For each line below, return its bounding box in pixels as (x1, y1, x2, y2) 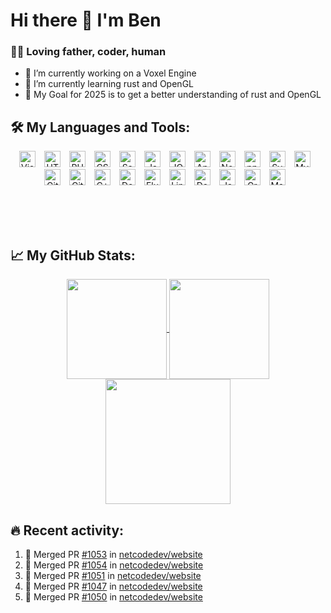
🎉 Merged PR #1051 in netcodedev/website (24, 569, 202, 581)
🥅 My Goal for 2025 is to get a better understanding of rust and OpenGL (24, 89, 322, 101)
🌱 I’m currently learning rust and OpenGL (24, 78, 194, 90)
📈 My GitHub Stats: (10, 247, 136, 264)
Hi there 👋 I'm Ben (10, 9, 162, 32)
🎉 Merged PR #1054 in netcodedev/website (24, 559, 204, 571)
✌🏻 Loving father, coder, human (10, 45, 167, 59)
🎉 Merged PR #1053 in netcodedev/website (24, 548, 203, 560)
